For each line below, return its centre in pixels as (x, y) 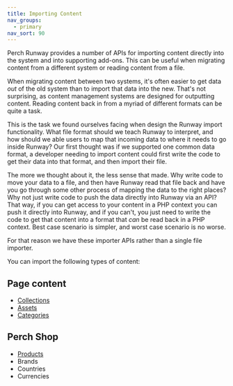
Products (30, 354)
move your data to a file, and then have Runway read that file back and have (116, 183)
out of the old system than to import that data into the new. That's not (107, 89)
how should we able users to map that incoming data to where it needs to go (117, 140)
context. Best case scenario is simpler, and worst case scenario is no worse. (116, 227)
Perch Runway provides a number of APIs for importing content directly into (116, 53)
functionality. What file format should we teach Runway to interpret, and (110, 132)
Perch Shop (33, 337)
